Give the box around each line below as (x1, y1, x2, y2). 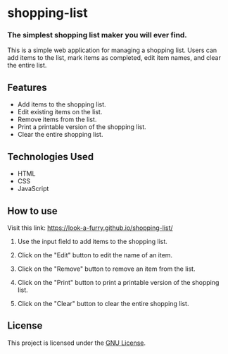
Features (7, 81, 47, 93)
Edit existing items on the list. (17, 108, 103, 116)
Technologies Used (7, 150, 94, 163)
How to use (7, 205, 58, 216)
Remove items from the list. (17, 115, 97, 124)
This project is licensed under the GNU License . (7, 338, 146, 347)
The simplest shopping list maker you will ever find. (7, 30, 188, 40)
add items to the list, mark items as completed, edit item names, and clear (7, 54, 222, 62)
